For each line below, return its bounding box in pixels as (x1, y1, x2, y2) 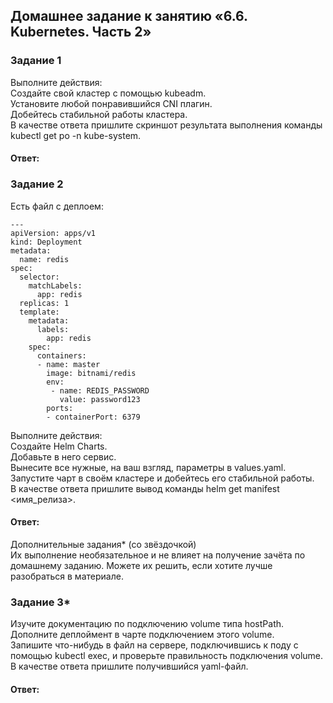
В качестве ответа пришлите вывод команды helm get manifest (10, 482, 280, 494)
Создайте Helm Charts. (10, 440, 108, 452)
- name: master (36, 359, 101, 369)
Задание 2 (10, 177, 64, 191)
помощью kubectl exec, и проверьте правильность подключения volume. (10, 650, 324, 662)
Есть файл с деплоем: (10, 200, 104, 212)
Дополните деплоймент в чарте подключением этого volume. (10, 629, 275, 641)
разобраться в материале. (10, 570, 124, 582)
